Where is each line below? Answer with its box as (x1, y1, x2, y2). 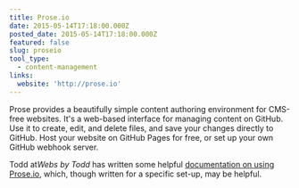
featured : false (9, 37, 70, 47)
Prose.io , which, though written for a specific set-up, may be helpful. (9, 168, 262, 179)
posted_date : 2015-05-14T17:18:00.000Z (9, 29, 158, 38)
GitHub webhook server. (9, 142, 99, 152)
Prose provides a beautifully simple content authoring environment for (9, 103, 267, 114)
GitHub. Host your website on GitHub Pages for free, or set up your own (9, 132, 274, 143)
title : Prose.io (9, 12, 70, 22)
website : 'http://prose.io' (17, 79, 122, 88)
